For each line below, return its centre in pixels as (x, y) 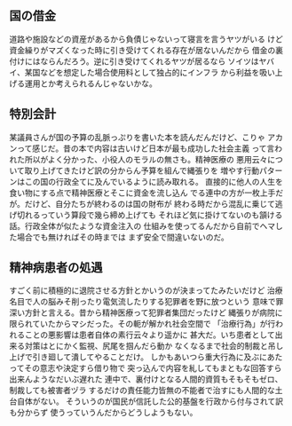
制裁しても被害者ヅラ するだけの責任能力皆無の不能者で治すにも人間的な (142, 390)
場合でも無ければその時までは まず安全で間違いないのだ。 (122, 237)
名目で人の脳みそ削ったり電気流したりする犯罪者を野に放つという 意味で (142, 302)
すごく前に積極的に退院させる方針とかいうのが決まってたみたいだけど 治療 (146, 290)
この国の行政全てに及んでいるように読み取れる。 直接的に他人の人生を (154, 181)
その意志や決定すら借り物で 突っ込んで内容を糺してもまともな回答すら (153, 368)
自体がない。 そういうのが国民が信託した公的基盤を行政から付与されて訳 (150, 401)
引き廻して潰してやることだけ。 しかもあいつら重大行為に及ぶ (146, 357)
